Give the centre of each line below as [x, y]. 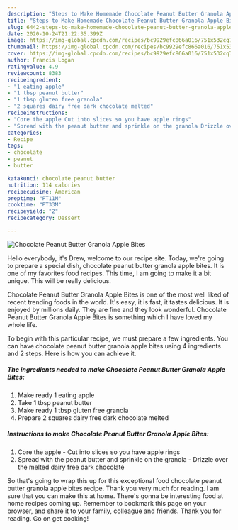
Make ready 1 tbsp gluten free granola [73, 410]
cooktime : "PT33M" [34, 205]
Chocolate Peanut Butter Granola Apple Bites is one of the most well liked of [118, 294]
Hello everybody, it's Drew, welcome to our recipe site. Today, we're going [116, 258]
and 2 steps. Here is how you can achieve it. [72, 353]
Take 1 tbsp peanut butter [55, 402]
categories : [25, 133]
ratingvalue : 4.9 [33, 67]
